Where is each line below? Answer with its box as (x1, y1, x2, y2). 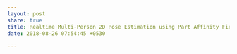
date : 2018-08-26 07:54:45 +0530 (7, 29, 106, 37)
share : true (7, 17, 42, 24)
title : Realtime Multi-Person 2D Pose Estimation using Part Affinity (7, 23, 219, 30)
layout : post (7, 10, 46, 18)
